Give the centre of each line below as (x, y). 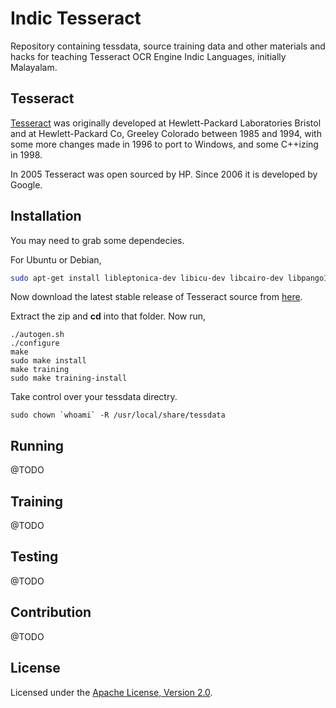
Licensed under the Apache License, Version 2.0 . (111, 692)
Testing (34, 557)
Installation (46, 216)
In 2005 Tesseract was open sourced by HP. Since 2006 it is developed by (164, 174)
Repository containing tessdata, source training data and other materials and (168, 46)
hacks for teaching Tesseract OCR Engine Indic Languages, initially (148, 56)
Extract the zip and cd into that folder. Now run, (108, 316)
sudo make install (48, 361)
